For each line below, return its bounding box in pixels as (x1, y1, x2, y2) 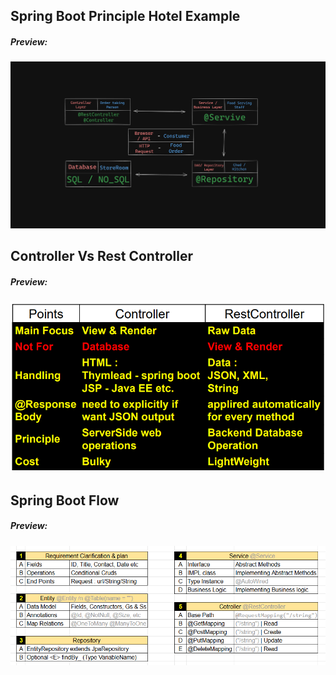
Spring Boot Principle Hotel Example (10, 8, 241, 25)
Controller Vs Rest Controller (10, 248, 193, 265)
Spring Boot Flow (10, 492, 120, 509)
